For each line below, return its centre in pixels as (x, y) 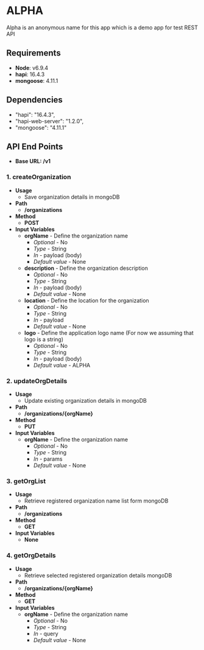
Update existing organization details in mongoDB (86, 400)
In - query (46, 634)
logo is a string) (44, 339)
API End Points (35, 147)
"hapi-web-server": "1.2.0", (49, 121)
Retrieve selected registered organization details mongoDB (98, 575)
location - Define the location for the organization (86, 300)
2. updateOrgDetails (37, 381)
